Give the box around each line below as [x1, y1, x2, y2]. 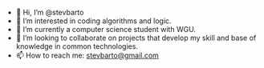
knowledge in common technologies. [15, 42, 139, 51]
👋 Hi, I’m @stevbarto [15, 8, 84, 17]
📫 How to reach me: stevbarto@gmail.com [15, 50, 159, 60]
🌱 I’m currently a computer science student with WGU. [15, 25, 197, 34]
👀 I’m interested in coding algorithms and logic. [15, 16, 172, 26]
